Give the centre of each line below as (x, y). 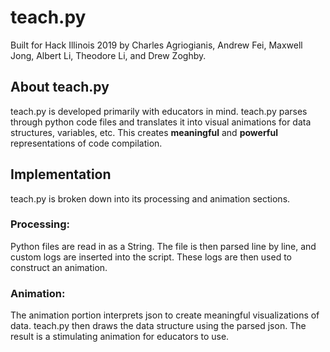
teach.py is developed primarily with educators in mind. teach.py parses (159, 111)
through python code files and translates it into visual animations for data (161, 122)
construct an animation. (59, 267)
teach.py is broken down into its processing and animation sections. (150, 198)
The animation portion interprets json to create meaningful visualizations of (165, 315)
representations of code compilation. (86, 143)
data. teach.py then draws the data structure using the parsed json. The (158, 326)
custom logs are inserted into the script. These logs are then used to (151, 257)
